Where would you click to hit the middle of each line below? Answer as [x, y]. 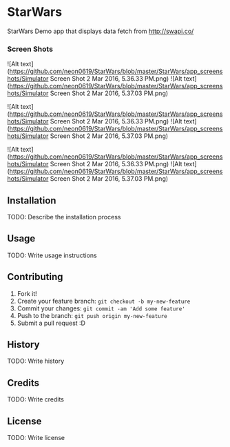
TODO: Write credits [35, 399]
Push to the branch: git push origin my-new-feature [92, 315]
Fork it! [27, 293]
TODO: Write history [36, 361]
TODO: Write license [36, 438]
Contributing [35, 277]
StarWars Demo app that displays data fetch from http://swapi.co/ [101, 31]
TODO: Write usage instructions [52, 255]
